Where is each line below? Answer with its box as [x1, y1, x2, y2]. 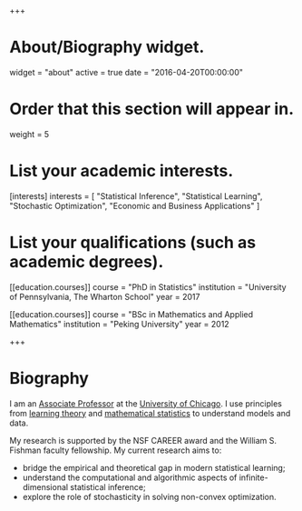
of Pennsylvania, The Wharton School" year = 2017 [9, 291, 200, 302]
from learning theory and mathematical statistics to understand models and [9, 407, 291, 418]
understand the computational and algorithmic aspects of [22, 472, 238, 483]
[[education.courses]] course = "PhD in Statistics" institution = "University [9, 281, 287, 292]
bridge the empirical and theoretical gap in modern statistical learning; [22, 462, 286, 473]
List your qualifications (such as [9, 233, 257, 253]
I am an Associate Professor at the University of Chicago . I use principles [9, 397, 283, 409]
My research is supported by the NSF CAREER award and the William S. [9, 435, 278, 446]
